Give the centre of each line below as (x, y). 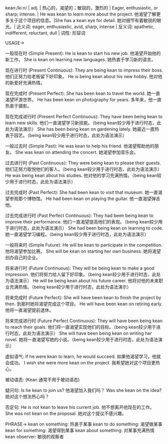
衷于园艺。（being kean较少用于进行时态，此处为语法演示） (66, 135)
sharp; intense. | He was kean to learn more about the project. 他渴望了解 (81, 14)
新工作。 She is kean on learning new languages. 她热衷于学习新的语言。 (80, 59)
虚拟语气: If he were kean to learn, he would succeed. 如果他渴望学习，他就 (83, 356)
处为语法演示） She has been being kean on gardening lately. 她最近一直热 (82, 129)
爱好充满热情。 (29, 83)
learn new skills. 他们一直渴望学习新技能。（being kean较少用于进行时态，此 (83, 123)
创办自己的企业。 (23, 257)
